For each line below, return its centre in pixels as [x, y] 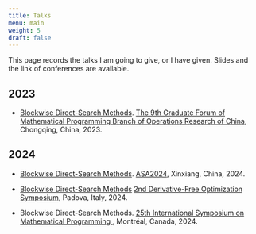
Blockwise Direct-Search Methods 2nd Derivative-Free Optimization [131, 189]
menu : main [26, 23]
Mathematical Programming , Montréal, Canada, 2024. [109, 221]
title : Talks [30, 15]
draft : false [30, 38]
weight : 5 [25, 30]
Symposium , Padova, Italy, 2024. [74, 197]
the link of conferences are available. [69, 69]
